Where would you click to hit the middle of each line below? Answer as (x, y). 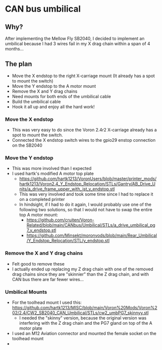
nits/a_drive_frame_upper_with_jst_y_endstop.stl (67, 189)
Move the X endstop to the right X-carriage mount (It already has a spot (83, 76)
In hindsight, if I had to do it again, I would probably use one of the (85, 204)
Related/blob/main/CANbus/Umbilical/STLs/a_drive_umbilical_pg (91, 225)
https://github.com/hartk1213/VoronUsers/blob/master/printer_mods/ (88, 179)
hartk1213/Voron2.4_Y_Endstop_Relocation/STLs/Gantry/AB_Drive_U (87, 184)
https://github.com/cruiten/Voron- (60, 220)
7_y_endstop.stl (41, 230)
